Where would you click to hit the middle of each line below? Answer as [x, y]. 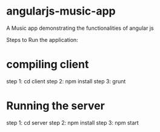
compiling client [48, 64]
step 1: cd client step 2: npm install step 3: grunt [66, 81]
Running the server [55, 106]
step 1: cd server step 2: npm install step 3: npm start [73, 122]
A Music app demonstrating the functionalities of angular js [80, 28]
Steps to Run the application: [42, 40]
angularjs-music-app [61, 11]
